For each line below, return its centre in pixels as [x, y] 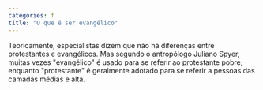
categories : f [32, 15]
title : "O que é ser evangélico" [63, 23]
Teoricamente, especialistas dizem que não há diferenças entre [111, 45]
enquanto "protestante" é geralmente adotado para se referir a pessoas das [131, 70]
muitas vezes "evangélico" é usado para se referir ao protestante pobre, [126, 62]
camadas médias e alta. [47, 79]
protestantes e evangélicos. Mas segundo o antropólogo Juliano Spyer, [124, 54]
